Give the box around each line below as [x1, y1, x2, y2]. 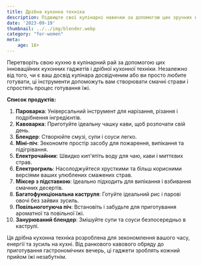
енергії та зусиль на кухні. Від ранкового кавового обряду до [7, 240, 164, 247]
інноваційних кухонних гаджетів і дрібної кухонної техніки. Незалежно [7, 65, 188, 72]
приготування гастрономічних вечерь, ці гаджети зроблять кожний [7, 247, 180, 254]
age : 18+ [17, 43, 40, 49]
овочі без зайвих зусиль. [15, 196, 80, 204]
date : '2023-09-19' [7, 20, 56, 26]
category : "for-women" [7, 31, 64, 37]
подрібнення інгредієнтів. [15, 113, 82, 121]
